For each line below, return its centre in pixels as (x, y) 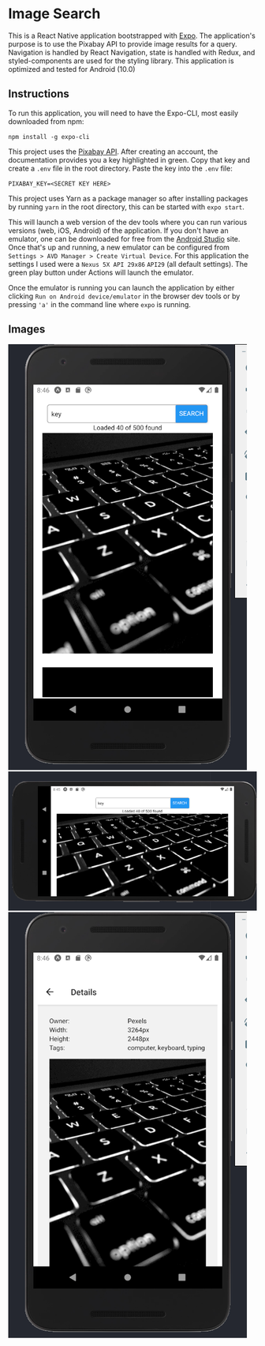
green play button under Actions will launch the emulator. (101, 272)
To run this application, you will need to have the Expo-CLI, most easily (123, 113)
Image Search (54, 14)
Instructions (39, 94)
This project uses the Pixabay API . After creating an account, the (113, 152)
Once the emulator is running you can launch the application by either (121, 287)
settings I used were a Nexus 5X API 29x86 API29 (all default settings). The (128, 264)
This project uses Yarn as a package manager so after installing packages (128, 198)
